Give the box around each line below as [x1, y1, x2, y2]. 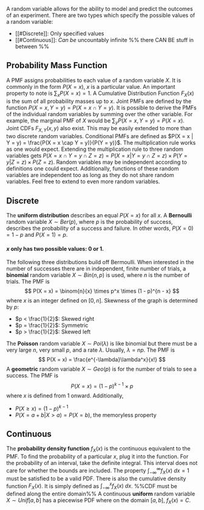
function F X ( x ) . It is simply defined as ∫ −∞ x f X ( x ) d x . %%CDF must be [6, 481, 178, 491]
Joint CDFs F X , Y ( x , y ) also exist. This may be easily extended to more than [6, 125, 192, 133]
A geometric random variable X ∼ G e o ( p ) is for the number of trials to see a [6, 365, 197, 373]
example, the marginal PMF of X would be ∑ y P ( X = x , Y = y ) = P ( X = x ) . [6, 117, 185, 125]
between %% [15, 43, 50, 50]
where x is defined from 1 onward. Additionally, [6, 392, 124, 399]
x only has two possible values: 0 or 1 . [6, 245, 104, 252]
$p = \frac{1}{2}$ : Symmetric [15, 322, 89, 329]
